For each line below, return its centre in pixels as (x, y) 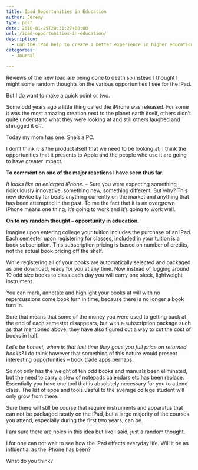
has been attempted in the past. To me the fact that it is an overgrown (90, 203)
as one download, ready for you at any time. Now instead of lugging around (98, 268)
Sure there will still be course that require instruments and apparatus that (95, 407)
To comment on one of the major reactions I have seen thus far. (85, 173)
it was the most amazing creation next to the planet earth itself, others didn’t (99, 113)
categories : (21, 50)
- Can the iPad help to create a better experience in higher (89, 45)
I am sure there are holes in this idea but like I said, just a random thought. (96, 432)
